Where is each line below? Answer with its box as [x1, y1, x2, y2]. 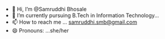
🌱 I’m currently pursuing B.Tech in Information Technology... [11, 12, 160, 19]
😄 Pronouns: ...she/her [11, 27, 69, 34]
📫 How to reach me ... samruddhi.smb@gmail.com [11, 18, 138, 25]
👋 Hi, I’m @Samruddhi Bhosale [11, 6, 87, 12]
